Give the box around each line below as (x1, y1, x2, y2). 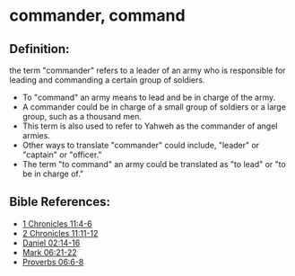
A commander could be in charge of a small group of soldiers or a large (22, 102, 287, 112)
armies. (22, 130, 51, 140)
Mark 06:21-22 (22, 246, 78, 257)
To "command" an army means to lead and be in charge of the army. (22, 92, 276, 102)
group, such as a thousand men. (22, 111, 142, 121)
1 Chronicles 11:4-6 (22, 218, 92, 229)
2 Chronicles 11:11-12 (22, 227, 99, 238)
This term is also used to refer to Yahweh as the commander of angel (22, 120, 278, 131)
